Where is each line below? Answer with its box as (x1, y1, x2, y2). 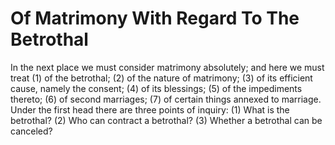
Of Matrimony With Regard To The (10, 7, 300, 30)
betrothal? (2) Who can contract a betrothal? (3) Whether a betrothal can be (10, 114, 323, 126)
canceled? (10, 125, 53, 137)
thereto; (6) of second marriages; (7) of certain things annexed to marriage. (10, 93, 322, 105)
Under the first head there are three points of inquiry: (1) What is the (10, 103, 290, 116)
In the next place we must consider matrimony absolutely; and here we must (10, 61, 325, 73)
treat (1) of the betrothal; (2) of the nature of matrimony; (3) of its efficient (10, 72, 313, 84)
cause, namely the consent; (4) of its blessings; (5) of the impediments (10, 82, 303, 94)
